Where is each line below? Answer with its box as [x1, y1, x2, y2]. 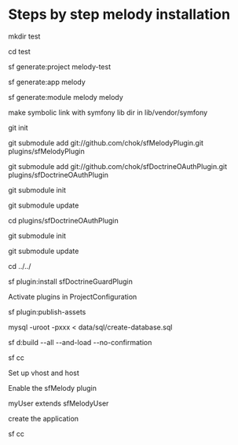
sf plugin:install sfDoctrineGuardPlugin [8, 277, 134, 286]
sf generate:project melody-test [8, 61, 112, 72]
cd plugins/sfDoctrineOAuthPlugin [8, 215, 119, 225]
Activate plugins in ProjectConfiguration [8, 292, 137, 301]
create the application [8, 414, 79, 423]
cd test [8, 46, 31, 56]
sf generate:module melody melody [8, 92, 123, 101]
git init [8, 123, 29, 132]
